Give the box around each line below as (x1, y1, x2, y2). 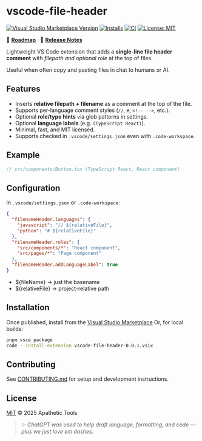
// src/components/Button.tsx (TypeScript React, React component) (6, 166, 181, 172)
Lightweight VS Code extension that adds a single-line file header (6, 47, 173, 55)
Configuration (6, 182, 61, 193)
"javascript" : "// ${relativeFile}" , (17, 222, 113, 228)
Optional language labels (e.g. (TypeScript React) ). (15, 119, 146, 127)
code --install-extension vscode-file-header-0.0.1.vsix (6, 342, 153, 349)
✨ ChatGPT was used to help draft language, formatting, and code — (21, 421, 196, 428)
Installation (6, 302, 50, 313)
